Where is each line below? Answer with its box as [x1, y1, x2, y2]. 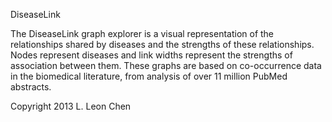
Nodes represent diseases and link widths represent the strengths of [10, 49, 293, 61]
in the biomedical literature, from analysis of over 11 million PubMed [10, 70, 288, 82]
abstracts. [10, 81, 52, 93]
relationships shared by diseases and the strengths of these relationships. [10, 39, 315, 50]
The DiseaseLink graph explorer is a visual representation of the [10, 28, 275, 39]
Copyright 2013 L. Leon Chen [10, 100, 132, 112]
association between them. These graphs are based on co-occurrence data [10, 60, 322, 71]
